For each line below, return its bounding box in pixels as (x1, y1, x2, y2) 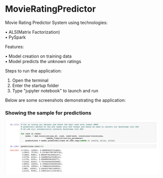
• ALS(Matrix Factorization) (5, 29, 60, 35)
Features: (5, 44, 24, 49)
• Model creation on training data (5, 53, 72, 59)
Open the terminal (12, 77, 49, 83)
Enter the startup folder (12, 82, 60, 89)
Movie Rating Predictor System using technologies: (5, 20, 108, 25)
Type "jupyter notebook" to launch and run (12, 88, 99, 93)
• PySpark (5, 34, 26, 40)
